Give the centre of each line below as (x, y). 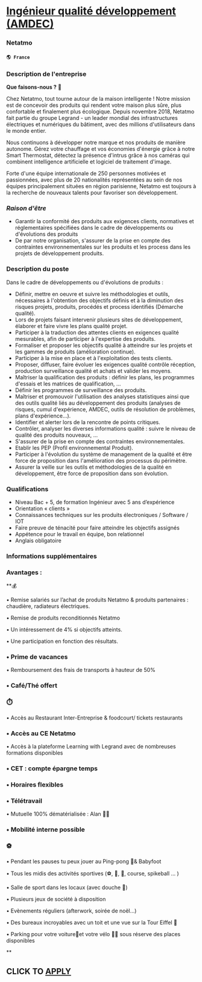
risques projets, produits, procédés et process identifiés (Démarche (99, 306)
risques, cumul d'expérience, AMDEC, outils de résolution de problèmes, (105, 409)
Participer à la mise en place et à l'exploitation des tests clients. (94, 358)
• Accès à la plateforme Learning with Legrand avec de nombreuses (91, 746)
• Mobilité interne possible (46, 829)
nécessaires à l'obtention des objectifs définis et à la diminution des (99, 300)
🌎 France (18, 57)
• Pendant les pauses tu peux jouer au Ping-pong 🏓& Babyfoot (84, 861)
